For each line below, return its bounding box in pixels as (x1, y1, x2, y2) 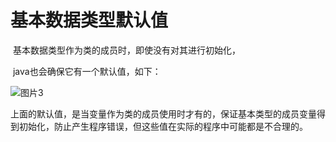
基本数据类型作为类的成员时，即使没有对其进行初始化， (12, 44, 241, 56)
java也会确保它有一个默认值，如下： (12, 65, 162, 77)
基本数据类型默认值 (10, 9, 169, 32)
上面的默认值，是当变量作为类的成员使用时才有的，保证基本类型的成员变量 (10, 107, 317, 120)
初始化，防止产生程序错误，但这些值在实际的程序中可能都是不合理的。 (18, 120, 308, 132)
